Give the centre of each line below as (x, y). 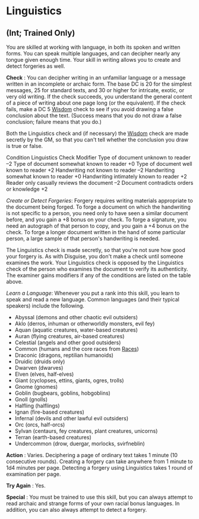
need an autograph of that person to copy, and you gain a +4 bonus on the (97, 226)
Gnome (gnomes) (36, 387)
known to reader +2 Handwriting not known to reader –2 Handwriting (91, 170)
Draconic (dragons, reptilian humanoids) (64, 355)
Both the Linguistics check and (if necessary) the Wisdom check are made (97, 133)
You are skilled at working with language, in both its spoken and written (93, 47)
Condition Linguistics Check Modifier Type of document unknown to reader (99, 158)
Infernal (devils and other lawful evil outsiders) (72, 418)
